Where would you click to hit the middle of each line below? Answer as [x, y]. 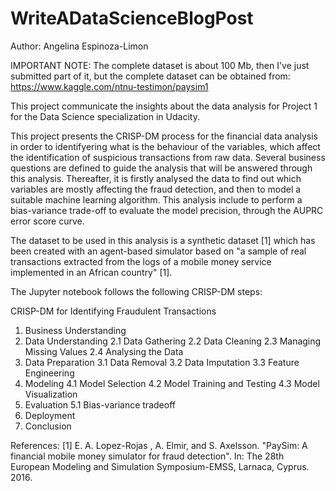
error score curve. [47, 221]
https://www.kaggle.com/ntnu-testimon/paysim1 [109, 86]
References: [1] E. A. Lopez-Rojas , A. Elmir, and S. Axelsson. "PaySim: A [159, 445]
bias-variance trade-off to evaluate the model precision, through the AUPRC [167, 210]
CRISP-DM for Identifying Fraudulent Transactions [113, 311]
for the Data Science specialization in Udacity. [105, 116]
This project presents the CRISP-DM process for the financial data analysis [164, 136]
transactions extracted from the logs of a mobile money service [141, 261]
